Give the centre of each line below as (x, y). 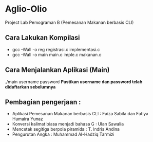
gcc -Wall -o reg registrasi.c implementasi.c (56, 49)
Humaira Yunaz (28, 119)
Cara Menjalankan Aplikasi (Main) (57, 70)
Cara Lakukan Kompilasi (43, 38)
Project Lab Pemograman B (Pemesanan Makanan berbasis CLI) (69, 22)
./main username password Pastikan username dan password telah (74, 82)
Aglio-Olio (26, 9)
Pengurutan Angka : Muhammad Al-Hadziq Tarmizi (63, 134)
